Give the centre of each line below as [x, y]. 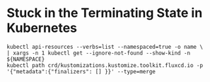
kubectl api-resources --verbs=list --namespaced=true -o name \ [105, 47]
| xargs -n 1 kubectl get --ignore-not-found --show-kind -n [99, 53]
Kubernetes [42, 28]
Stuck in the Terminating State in [105, 13]
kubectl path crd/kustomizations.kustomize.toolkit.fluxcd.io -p [105, 65]
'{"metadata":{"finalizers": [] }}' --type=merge [81, 71]
